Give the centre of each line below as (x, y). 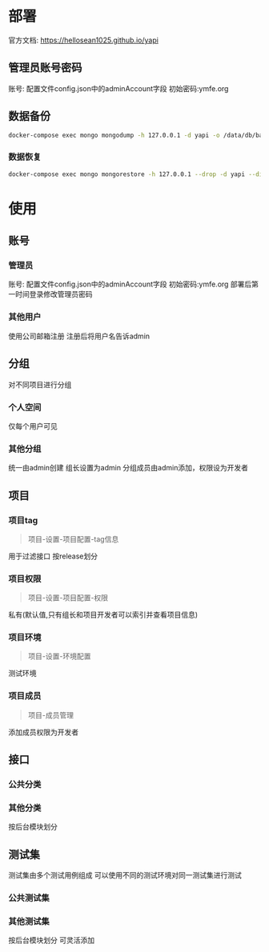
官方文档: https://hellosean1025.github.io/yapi (83, 40)
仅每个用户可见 (33, 426)
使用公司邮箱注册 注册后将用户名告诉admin (79, 336)
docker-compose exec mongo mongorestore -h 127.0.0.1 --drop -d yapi (127, 174)
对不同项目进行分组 (40, 384)
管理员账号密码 (45, 68)
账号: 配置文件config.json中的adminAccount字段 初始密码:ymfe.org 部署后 (130, 284)
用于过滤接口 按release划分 (53, 556)
